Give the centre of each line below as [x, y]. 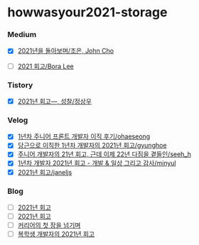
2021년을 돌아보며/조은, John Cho [66, 51]
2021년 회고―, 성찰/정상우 [55, 101]
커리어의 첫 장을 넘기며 [49, 225]
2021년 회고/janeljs [45, 172]
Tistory [20, 85]
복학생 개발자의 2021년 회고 [56, 234]
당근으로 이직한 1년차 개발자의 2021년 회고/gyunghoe [92, 146]
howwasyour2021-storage [87, 12]
